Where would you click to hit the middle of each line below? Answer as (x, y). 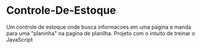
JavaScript (19, 39)
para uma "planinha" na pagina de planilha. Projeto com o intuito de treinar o (101, 33)
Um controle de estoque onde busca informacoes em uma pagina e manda (99, 27)
